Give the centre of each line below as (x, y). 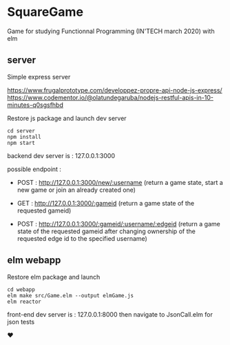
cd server (21, 131)
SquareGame (45, 12)
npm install (24, 137)
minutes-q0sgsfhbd (35, 105)
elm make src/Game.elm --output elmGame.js (71, 295)
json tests (21, 322)
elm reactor (24, 302)
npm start (21, 143)
